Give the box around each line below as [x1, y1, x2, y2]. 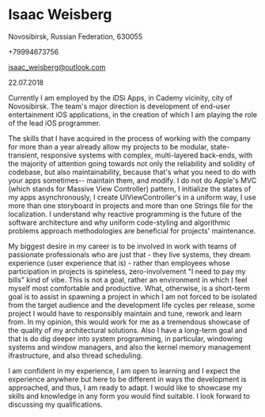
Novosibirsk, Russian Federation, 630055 [8, 32, 143, 41]
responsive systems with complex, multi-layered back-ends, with [40, 150, 253, 160]
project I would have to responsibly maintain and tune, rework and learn [8, 309, 242, 318]
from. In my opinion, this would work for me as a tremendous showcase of [8, 317, 251, 326]
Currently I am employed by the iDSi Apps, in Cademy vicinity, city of [8, 93, 233, 102]
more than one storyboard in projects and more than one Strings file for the [8, 200, 253, 210]
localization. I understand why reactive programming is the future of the [8, 209, 242, 218]
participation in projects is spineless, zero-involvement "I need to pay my [8, 267, 246, 276]
